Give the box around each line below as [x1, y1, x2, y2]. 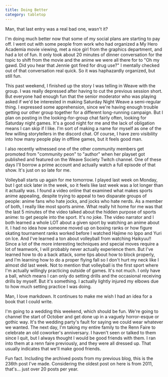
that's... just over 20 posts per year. [5, 366, 79, 372]
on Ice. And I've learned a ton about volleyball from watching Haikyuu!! [5, 235, 151, 241]
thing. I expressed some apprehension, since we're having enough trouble [5, 104, 158, 110]
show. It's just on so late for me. [5, 167, 71, 173]
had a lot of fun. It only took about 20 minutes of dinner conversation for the [5, 51, 162, 58]
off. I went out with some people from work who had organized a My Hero [5, 41, 158, 47]
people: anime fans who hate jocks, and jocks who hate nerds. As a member [5, 198, 163, 204]
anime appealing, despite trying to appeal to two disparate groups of [5, 193, 147, 199]
